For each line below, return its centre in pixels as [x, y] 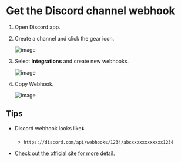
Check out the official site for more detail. [65, 153]
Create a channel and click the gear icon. [64, 38]
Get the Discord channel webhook [90, 11]
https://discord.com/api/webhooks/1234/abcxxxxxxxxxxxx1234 [98, 142]
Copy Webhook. [34, 84]
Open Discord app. [37, 27]
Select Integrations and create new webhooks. [72, 61]
